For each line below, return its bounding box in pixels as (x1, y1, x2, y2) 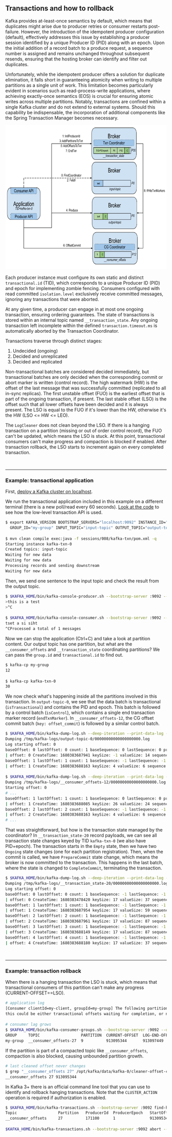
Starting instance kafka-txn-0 (5, 541, 72, 546)
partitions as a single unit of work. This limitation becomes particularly (5, 82, 154, 88)
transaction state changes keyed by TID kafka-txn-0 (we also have (5, 838, 146, 844)
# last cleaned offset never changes (5, 1063, 86, 1068)
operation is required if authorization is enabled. (5, 1094, 106, 1101)
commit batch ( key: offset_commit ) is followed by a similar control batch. (5, 720, 160, 727)
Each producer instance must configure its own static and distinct (5, 274, 144, 280)
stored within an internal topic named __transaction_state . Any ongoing (5, 317, 158, 323)
